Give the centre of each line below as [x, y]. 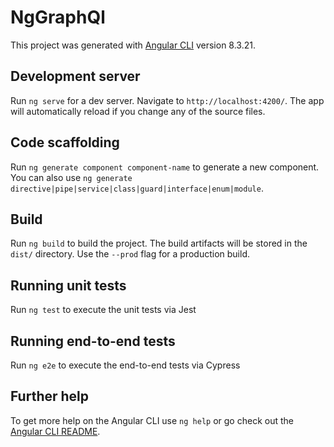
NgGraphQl [58, 17]
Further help [50, 396]
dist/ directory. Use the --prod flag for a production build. [130, 254]
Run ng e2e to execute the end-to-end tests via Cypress [125, 365]
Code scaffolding [65, 142]
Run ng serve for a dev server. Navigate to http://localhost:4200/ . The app [167, 100]
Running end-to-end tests [93, 341]
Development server [75, 76]
